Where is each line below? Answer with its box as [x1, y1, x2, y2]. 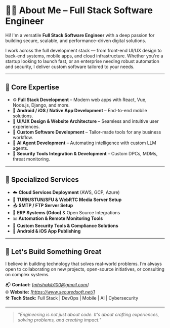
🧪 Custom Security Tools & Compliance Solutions [12, 222, 118, 228]
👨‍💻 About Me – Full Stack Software [5, 5, 153, 16]
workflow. [12, 134, 33, 140]
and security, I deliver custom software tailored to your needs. [5, 63, 135, 70]
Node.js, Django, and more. [12, 102, 70, 108]
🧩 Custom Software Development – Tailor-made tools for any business [12, 129, 161, 135]
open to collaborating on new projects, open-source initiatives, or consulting [5, 266, 164, 272]
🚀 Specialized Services [5, 175, 79, 184]
